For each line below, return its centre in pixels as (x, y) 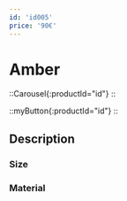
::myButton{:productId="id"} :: (64, 111)
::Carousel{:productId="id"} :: (63, 94)
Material (27, 188)
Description (42, 139)
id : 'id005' (31, 17)
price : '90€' (33, 26)
